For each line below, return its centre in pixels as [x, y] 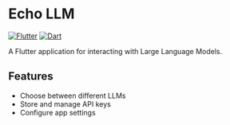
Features [31, 76]
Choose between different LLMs [73, 96]
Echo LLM [42, 14]
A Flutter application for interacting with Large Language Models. [115, 51]
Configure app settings [57, 112]
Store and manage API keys [65, 104]
